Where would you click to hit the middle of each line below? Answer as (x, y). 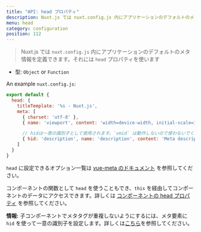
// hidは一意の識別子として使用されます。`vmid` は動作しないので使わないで (106, 133)
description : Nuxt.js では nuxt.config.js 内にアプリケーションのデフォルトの (98, 17)
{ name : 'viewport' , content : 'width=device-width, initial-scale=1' (110, 123)
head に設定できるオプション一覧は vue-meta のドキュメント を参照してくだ (100, 167)
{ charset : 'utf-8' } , (50, 117)
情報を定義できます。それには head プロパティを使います (90, 59)
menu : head (20, 23)
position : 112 (24, 34)
